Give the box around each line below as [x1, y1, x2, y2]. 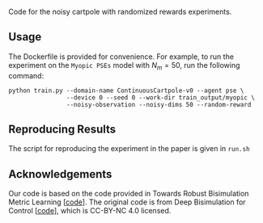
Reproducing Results [8, 123, 117, 136]
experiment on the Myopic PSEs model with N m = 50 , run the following [8, 60, 240, 72]
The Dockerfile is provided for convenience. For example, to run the [8, 52, 235, 61]
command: [8, 70, 45, 80]
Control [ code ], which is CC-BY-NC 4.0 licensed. [8, 206, 172, 216]
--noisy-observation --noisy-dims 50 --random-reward [66, 100, 252, 108]
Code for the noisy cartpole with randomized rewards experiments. [8, 7, 232, 16]
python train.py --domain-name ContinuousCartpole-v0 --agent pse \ [8, 86, 244, 95]
